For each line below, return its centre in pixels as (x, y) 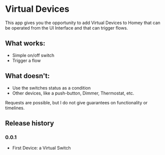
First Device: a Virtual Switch (41, 148)
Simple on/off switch (33, 55)
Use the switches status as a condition (51, 88)
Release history (30, 123)
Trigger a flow (26, 61)
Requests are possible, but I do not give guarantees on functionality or (76, 102)
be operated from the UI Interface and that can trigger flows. (66, 28)
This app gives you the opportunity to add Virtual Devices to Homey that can (83, 23)
